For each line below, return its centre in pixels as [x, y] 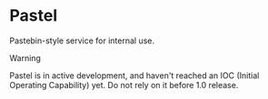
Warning [25, 58]
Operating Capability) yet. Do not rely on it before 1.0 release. [124, 85]
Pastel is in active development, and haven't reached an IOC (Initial [134, 75]
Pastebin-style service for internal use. [82, 40]
